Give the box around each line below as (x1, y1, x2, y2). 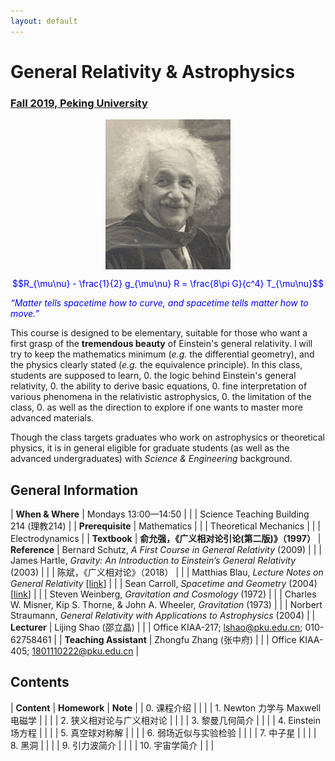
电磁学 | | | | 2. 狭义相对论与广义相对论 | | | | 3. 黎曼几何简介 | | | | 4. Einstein (10, 714, 322, 726)
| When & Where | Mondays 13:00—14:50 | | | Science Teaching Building (10, 508, 310, 520)
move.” (10, 308, 40, 320)
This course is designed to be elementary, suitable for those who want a (10, 327, 308, 339)
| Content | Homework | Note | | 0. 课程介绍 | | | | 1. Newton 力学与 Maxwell (10, 701, 322, 714)
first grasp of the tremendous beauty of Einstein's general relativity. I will (10, 338, 313, 350)
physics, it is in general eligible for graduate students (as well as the (10, 442, 290, 454)
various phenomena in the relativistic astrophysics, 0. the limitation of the (10, 391, 312, 403)
